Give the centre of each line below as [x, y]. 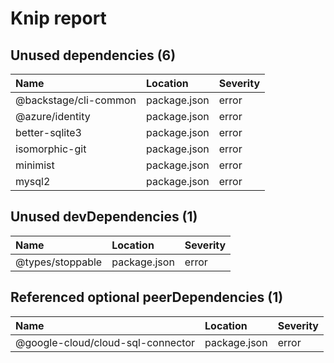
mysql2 [33, 181]
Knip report [58, 18]
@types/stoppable [59, 262]
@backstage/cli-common [76, 100]
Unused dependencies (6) [93, 55]
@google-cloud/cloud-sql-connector [105, 342]
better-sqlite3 [48, 132]
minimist [35, 165]
